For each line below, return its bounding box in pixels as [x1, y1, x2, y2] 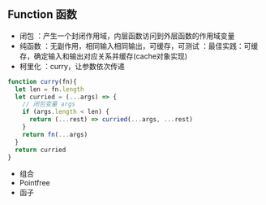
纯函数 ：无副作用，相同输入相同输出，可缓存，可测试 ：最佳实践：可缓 [19, 41, 259, 50]
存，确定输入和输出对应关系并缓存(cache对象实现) [19, 51, 188, 61]
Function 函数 [7, 7, 78, 22]
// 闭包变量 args [22, 100, 76, 108]
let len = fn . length [15, 85, 84, 94]
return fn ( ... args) [22, 130, 88, 138]
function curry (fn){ [7, 77, 78, 85]
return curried [15, 146, 66, 154]
